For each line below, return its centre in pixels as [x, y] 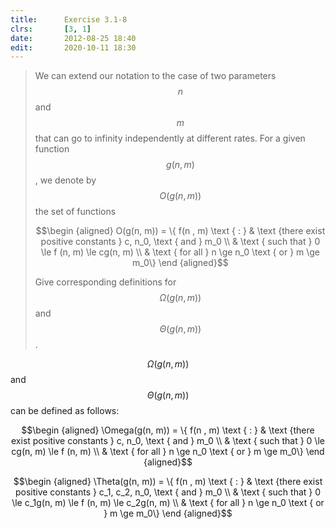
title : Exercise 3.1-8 [69, 19]
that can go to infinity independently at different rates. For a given [170, 138]
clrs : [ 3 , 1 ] [51, 29]
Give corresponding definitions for [105, 282]
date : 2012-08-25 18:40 [73, 38]
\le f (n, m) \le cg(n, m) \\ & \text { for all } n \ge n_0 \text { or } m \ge [180, 252]
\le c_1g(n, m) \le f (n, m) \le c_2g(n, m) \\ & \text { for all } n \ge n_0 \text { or [168, 503]
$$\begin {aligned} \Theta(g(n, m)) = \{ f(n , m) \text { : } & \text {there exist [168, 482]
